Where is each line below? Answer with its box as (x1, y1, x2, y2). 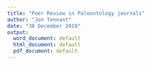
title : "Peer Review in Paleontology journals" (7, 9, 146, 17)
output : (7, 28, 29, 36)
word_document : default (13, 35, 81, 42)
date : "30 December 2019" (7, 22, 81, 29)
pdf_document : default (13, 48, 78, 55)
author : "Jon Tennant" (7, 16, 72, 23)
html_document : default (13, 41, 81, 48)
